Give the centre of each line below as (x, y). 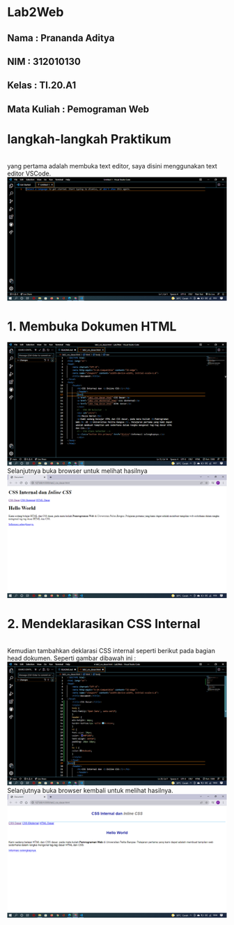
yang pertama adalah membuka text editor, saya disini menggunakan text (112, 166)
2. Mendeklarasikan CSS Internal (104, 624)
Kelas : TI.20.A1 (42, 86)
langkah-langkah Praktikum (89, 139)
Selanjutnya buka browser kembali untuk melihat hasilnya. (90, 790)
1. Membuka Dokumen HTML (92, 326)
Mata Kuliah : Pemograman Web (78, 109)
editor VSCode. (29, 173)
